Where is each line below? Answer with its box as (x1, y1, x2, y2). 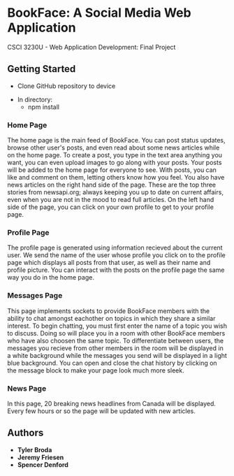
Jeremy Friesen (17, 453, 64, 461)
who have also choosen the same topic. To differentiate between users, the (7, 336, 224, 345)
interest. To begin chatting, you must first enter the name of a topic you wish (7, 322, 227, 330)
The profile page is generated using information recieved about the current (7, 243, 223, 252)
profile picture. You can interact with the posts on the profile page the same (7, 266, 225, 274)
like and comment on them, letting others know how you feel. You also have (7, 173, 225, 182)
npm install (27, 103, 59, 111)
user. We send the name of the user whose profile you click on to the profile (7, 251, 226, 259)
